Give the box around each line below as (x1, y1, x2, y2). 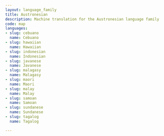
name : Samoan (9, 100, 37, 105)
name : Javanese (9, 63, 41, 68)
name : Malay (9, 91, 35, 96)
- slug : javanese (5, 58, 41, 63)
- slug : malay (5, 86, 35, 91)
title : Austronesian (5, 12, 48, 17)
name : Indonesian (9, 53, 46, 59)
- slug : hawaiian (5, 40, 41, 45)
